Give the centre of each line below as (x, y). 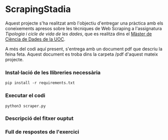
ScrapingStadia (38, 9)
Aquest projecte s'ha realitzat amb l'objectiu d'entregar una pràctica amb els (84, 23)
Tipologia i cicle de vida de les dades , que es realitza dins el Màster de (78, 34)
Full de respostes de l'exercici (42, 132)
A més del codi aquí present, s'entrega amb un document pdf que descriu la (84, 49)
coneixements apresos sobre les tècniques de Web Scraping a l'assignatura (83, 28)
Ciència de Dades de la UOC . (35, 39)
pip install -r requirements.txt (40, 83)
